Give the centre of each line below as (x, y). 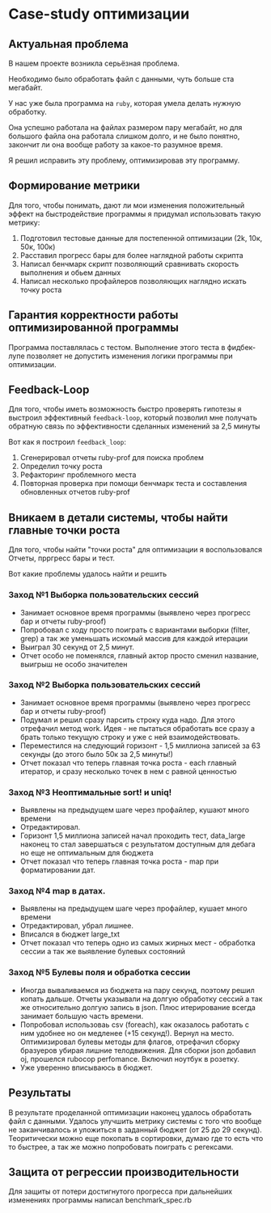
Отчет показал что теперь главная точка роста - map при (119, 861)
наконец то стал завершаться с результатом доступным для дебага (138, 844)
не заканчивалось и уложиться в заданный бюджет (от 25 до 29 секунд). (135, 1130)
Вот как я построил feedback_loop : (68, 442)
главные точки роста (64, 530)
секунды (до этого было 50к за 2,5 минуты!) (97, 754)
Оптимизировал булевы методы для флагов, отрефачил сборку (130, 1042)
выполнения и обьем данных (70, 273)
